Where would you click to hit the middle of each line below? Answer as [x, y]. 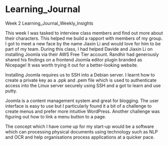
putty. [11, 91]
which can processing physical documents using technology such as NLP [82, 131]
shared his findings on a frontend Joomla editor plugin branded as [74, 59]
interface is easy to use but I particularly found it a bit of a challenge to [78, 106]
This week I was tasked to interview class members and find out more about [84, 33]
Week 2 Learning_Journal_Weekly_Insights [49, 23]
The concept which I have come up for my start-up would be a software [80, 126]
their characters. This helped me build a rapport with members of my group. [84, 38]
